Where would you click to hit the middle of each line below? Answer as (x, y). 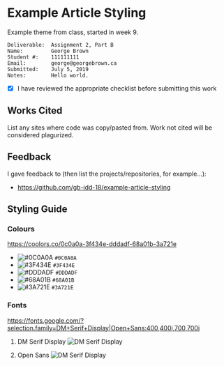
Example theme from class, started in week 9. (73, 32)
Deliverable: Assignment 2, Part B (60, 45)
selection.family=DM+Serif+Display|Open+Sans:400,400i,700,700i (104, 328)
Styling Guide (37, 209)
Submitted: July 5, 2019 (48, 69)
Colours (21, 229)
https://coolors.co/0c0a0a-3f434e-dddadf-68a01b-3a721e (92, 244)
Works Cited (35, 110)
